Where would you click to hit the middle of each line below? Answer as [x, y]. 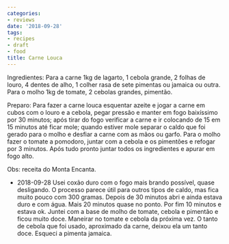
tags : [15, 32]
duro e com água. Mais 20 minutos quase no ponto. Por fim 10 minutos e [119, 204]
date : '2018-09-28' [35, 26]
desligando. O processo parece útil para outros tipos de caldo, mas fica [118, 189]
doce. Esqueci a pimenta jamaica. [64, 233]
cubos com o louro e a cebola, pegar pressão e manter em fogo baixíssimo [112, 112]
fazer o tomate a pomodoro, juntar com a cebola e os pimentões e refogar [111, 141]
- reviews [21, 20]
